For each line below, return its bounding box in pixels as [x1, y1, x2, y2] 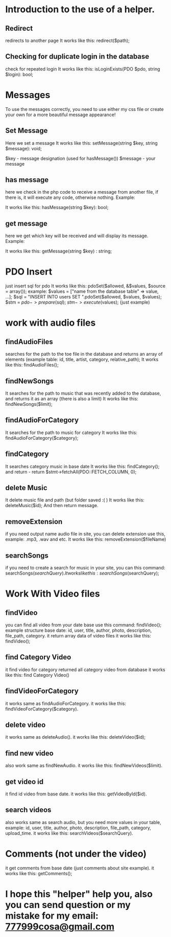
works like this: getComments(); [5, 870, 72, 876]
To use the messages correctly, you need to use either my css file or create [5, 106, 164, 112]
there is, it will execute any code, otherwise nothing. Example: [5, 194, 135, 200]
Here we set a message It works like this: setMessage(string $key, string [5, 140, 158, 146]
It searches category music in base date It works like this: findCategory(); [5, 463, 160, 469]
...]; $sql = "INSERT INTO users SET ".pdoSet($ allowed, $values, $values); [5, 294, 162, 300]
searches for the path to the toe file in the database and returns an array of [5, 351, 163, 357]
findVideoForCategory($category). [5, 705, 79, 712]
